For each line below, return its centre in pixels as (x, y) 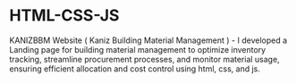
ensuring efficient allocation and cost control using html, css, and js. (135, 69)
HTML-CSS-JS (64, 16)
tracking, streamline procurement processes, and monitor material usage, (144, 59)
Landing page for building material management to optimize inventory (138, 49)
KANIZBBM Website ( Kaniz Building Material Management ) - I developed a (148, 40)
